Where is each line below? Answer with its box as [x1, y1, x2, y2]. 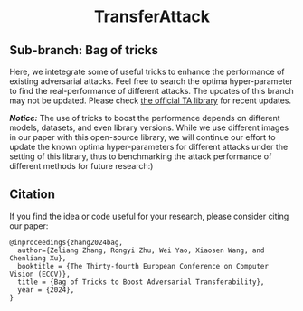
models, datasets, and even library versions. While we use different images [9, 122, 289, 133]
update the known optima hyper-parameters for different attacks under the [9, 142, 289, 152]
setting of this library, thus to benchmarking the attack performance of [9, 151, 272, 162]
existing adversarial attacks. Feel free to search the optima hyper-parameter [9, 76, 294, 87]
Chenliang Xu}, [9, 253, 67, 263]
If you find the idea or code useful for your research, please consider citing [9, 211, 289, 221]
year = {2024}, [17, 285, 75, 295]
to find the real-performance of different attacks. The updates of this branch [9, 86, 294, 96]
